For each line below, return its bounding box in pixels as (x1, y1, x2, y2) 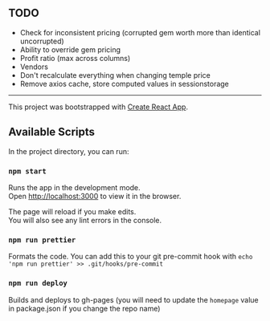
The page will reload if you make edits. (8, 206, 137, 216)
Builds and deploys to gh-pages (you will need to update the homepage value (8, 295, 259, 304)
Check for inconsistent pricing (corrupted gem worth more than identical (19, 27, 261, 37)
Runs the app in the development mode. (8, 182, 141, 192)
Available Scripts (8, 125, 95, 139)
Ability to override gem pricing (19, 44, 121, 55)
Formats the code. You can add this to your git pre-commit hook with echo (8, 252, 253, 262)
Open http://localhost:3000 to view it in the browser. (8, 191, 182, 201)
